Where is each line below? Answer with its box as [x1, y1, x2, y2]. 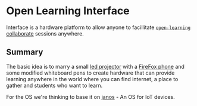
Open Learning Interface [6, 4, 130, 18]
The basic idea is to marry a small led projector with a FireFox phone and [6, 63, 185, 70]
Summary [6, 47, 43, 57]
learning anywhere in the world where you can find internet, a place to [6, 75, 179, 82]
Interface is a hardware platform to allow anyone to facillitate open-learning [6, 24, 191, 31]
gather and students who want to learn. [6, 82, 103, 89]
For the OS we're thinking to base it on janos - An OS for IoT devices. [6, 93, 175, 100]
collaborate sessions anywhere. [6, 30, 85, 37]
